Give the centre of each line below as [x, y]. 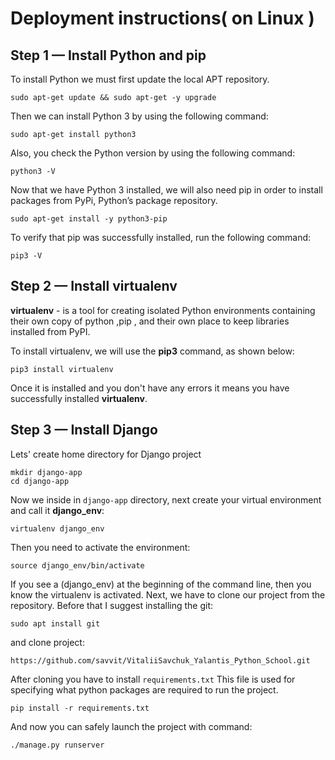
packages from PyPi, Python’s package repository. [114, 200]
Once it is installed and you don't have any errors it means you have [150, 388]
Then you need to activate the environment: [100, 547]
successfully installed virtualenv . [79, 398]
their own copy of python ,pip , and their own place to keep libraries [150, 321]
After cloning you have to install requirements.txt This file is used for [153, 679]
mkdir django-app [46, 472]
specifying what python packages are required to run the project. [144, 689]
